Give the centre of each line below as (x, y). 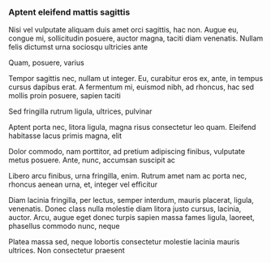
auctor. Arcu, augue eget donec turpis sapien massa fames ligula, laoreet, (132, 218)
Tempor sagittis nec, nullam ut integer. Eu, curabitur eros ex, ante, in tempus (136, 79)
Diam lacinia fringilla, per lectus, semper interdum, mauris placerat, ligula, (131, 200)
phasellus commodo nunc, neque (64, 226)
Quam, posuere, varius (47, 63)
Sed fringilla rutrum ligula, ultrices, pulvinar (80, 111)
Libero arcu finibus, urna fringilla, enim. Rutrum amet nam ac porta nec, (128, 176)
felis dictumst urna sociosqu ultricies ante (78, 47)
